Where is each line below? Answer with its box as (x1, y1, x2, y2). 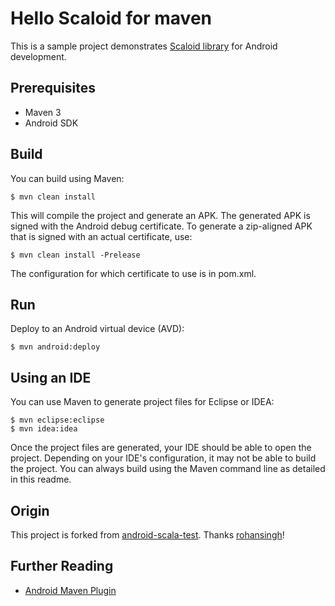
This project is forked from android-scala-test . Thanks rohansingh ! (10, 529, 285, 541)
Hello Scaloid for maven (10, 7, 213, 30)
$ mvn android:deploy (10, 342, 101, 352)
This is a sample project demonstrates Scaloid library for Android (10, 40, 278, 52)
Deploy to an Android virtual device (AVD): (10, 323, 185, 335)
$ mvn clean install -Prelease (10, 250, 141, 260)
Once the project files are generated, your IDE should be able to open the (10, 442, 312, 454)
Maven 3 (24, 106, 62, 118)
